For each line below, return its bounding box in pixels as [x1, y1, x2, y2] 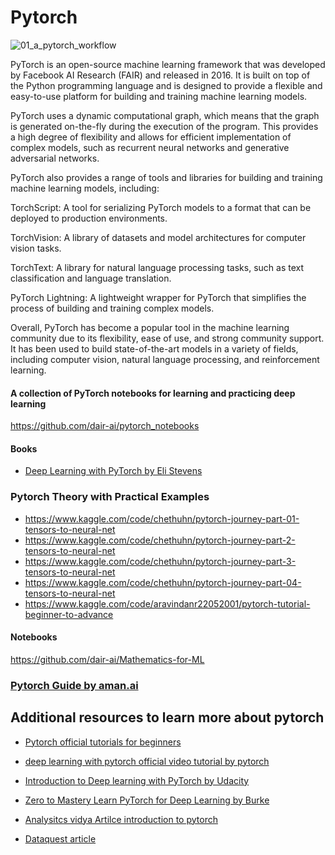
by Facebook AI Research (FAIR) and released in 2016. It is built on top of [10, 69, 311, 81]
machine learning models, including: [10, 182, 160, 194]
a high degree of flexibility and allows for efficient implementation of [10, 131, 292, 143]
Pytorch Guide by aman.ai [10, 678, 139, 692]
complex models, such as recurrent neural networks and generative [10, 141, 290, 153]
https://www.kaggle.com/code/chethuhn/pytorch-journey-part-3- [24, 555, 297, 567]
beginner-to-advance [24, 608, 114, 620]
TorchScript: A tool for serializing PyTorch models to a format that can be [10, 201, 312, 213]
